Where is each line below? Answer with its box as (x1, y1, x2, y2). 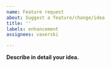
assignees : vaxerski (6, 32, 59, 38)
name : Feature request (6, 9, 64, 15)
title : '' (6, 20, 32, 26)
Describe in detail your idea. (6, 54, 79, 61)
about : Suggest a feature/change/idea (6, 15, 105, 21)
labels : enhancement (6, 26, 59, 32)
